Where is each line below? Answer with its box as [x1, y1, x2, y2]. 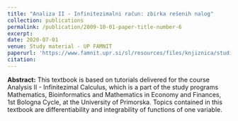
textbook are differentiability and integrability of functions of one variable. [7, 105, 223, 113]
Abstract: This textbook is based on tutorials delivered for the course [7, 75, 210, 84]
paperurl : [7, 50, 37, 57]
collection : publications [7, 17, 84, 24]
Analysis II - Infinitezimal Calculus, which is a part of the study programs [7, 82, 219, 91]
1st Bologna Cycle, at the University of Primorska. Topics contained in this [7, 98, 223, 106]
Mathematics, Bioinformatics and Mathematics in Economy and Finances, [7, 90, 222, 98]
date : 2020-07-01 [7, 37, 59, 44]
